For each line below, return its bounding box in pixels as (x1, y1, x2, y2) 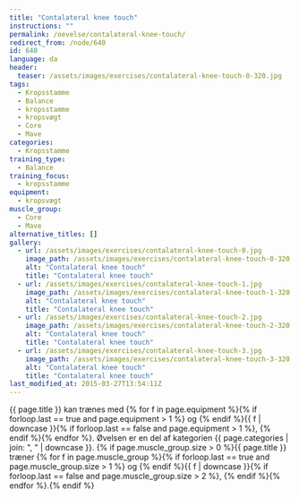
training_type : (9, 154, 66, 164)
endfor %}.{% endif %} (9, 480, 96, 491)
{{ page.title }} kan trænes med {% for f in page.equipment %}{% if (9, 404, 258, 415)
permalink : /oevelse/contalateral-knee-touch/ (9, 30, 186, 39)
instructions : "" (9, 21, 74, 30)
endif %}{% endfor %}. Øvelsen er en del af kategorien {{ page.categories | (9, 433, 289, 443)
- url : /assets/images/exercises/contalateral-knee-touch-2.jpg (17, 313, 262, 322)
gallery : (9, 238, 42, 247)
